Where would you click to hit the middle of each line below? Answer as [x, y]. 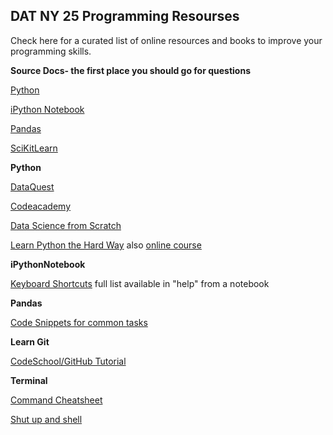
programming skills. [51, 51]
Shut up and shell [46, 419]
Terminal [29, 380]
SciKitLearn [34, 148]
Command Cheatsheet [56, 400]
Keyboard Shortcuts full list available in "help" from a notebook [140, 283]
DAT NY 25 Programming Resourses [125, 16]
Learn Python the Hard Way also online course [106, 245]
